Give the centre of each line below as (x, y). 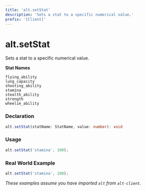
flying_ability (21, 77)
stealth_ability (22, 95)
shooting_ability (23, 86)
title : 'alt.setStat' (28, 10)
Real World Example (30, 163)
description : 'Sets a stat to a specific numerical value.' (70, 15)
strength (14, 99)
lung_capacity (20, 82)
